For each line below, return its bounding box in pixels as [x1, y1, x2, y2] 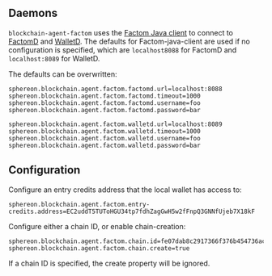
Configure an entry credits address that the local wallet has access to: [8, 185, 242, 194]
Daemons [8, 6, 58, 20]
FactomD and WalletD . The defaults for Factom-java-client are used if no [8, 36, 251, 46]
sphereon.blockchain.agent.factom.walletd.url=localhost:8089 [8, 120, 223, 128]
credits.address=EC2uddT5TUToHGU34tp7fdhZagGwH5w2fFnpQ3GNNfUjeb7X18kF [8, 207, 255, 215]
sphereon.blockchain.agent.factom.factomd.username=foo [8, 98, 201, 107]
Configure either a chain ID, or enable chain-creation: [8, 221, 186, 231]
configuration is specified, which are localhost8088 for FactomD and [8, 44, 237, 55]
